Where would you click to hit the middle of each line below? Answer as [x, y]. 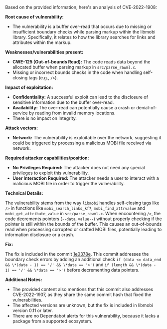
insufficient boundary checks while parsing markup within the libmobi [84, 32]
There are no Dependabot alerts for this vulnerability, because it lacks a [86, 316]
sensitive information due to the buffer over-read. [63, 102]
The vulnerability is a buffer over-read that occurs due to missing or [82, 26]
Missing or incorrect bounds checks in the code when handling [77, 72]
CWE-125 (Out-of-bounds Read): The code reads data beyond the [81, 62]
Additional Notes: [24, 280]
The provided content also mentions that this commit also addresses [83, 289]
